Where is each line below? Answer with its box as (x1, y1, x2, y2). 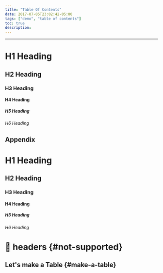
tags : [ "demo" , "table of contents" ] (5, 16, 81, 21)
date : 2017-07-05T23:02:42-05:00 (5, 12, 73, 17)
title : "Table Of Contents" (5, 7, 62, 12)
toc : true (5, 20, 25, 26)
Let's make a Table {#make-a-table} (5, 261, 116, 269)
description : (5, 25, 32, 30)
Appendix (5, 135, 35, 144)
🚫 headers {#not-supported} (5, 242, 123, 253)
